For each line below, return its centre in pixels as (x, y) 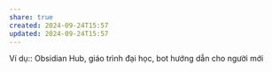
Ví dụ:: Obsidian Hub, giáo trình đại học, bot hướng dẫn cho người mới (136, 59)
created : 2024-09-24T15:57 (59, 25)
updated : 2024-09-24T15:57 (59, 33)
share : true (31, 17)
